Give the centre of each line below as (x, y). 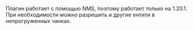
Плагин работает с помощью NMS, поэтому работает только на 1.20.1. (97, 9)
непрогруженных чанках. (38, 21)
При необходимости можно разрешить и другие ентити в (80, 15)
